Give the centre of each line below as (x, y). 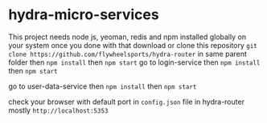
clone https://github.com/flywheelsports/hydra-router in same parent (128, 54)
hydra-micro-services (84, 15)
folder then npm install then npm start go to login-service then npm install (134, 62)
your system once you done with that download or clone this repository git (133, 45)
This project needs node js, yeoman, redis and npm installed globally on (127, 37)
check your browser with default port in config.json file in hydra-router (127, 101)
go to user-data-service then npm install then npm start (103, 86)
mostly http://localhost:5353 (58, 110)
